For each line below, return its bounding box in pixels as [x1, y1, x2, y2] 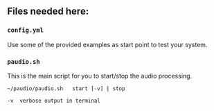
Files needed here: [7, 6, 89, 17]
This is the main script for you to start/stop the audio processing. [7, 71, 193, 80]
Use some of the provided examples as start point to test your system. [7, 40, 208, 49]
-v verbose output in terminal [7, 97, 100, 104]
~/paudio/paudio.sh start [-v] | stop [7, 85, 126, 92]
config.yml [7, 26, 44, 34]
